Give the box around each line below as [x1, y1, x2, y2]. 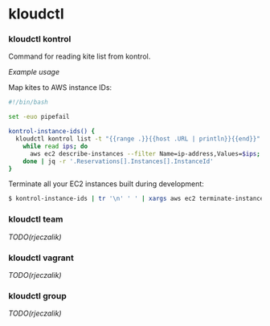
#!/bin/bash [8, 98, 48, 107]
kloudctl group [8, 290, 67, 301]
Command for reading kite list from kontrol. [8, 51, 151, 61]
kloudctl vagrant [8, 252, 75, 263]
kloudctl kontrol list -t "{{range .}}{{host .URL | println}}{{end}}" [15, 135, 261, 143]
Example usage [8, 67, 60, 77]
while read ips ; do [22, 142, 88, 150]
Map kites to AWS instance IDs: [8, 83, 112, 92]
